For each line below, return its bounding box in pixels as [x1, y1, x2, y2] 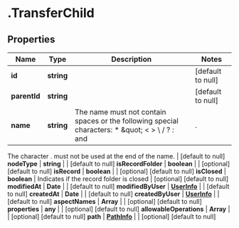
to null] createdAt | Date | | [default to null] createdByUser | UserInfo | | [7, 190, 220, 198]
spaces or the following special [74, 116, 179, 126]
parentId [11, 91, 41, 101]
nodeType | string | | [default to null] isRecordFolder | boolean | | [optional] [7, 160, 230, 168]
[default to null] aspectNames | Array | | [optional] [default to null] [7, 197, 203, 205]
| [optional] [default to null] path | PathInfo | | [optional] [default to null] [7, 212, 216, 221]
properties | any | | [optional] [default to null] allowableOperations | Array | [7, 205, 230, 213]
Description [111, 55, 152, 64]
